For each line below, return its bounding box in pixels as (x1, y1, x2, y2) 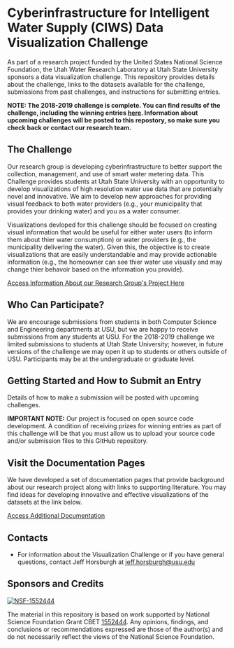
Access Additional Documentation (7, 512, 105, 520)
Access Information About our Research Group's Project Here (7, 279, 185, 287)
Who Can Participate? (7, 299, 105, 311)
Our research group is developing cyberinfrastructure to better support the (7, 162, 222, 171)
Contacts (7, 532, 49, 544)
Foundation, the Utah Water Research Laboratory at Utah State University (7, 65, 219, 73)
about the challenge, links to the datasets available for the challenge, (7, 80, 205, 88)
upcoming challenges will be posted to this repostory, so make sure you (7, 115, 220, 124)
